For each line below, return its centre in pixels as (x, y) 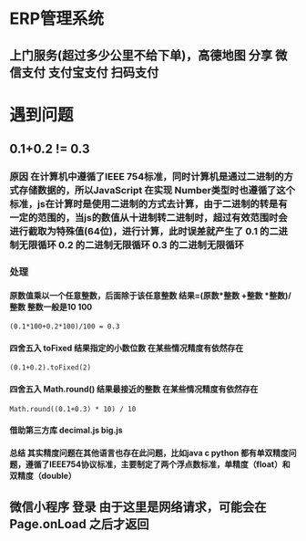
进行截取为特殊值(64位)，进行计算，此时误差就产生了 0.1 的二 (144, 232)
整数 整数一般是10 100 (51, 307)
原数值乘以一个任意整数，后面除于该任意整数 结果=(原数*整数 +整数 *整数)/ (150, 295)
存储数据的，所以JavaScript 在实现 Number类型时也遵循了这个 (157, 191)
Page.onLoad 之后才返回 (79, 524)
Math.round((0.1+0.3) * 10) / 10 (73, 409)
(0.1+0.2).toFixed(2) (51, 368)
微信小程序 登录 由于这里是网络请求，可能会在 (138, 507)
